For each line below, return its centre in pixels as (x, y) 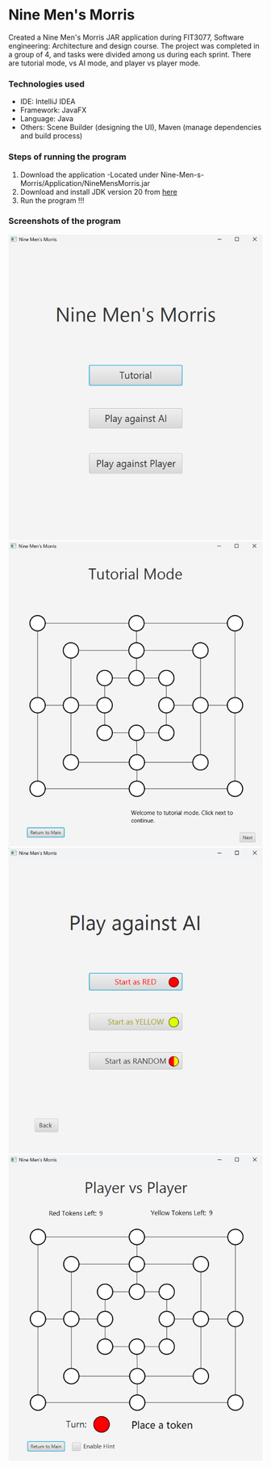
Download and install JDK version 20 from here (98, 192)
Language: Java (47, 119)
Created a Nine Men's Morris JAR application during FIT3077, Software (126, 37)
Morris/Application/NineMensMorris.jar (85, 183)
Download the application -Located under (89, 175)
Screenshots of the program (65, 221)
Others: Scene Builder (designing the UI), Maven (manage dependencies (141, 128)
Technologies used (46, 84)
